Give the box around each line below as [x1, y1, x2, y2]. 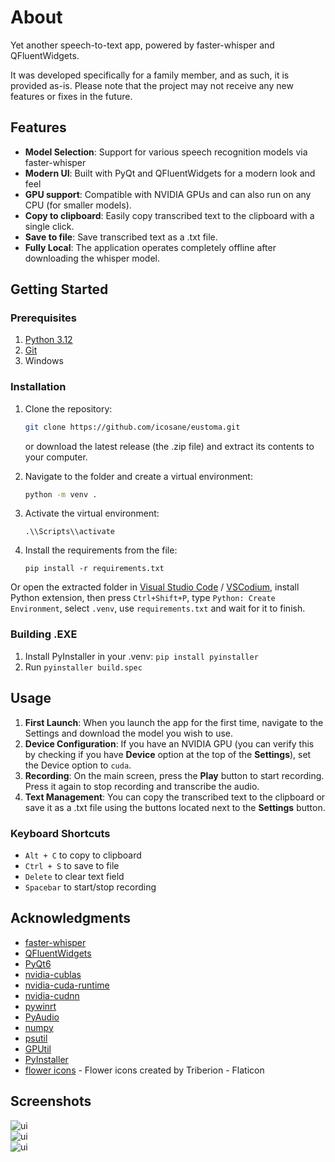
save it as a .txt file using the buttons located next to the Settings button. [24, 801, 326, 813]
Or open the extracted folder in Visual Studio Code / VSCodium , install [10, 581, 300, 593]
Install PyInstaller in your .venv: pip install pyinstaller [24, 650, 259, 662]
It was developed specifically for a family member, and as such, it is [10, 69, 290, 81]
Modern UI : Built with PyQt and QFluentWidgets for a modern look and [24, 167, 316, 179]
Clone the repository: [24, 402, 113, 415]
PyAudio [24, 1011, 60, 1023]
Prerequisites [10, 311, 77, 325]
